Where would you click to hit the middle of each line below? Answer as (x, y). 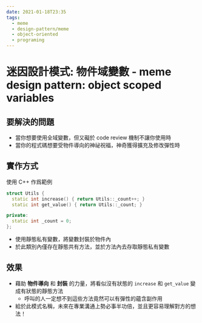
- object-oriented (35, 35)
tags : (13, 18)
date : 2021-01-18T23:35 (36, 12)
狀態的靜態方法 (45, 291)
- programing (28, 40)
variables (30, 98)
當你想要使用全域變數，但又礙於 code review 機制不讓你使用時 (93, 138)
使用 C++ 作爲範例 (29, 182)
